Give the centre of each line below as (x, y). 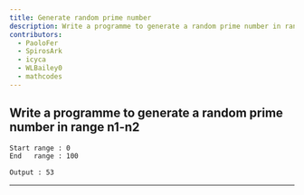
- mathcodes (40, 77)
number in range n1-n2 (75, 127)
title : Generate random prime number (81, 18)
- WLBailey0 (40, 69)
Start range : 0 (40, 148)
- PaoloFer (38, 43)
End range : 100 (44, 156)
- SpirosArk (40, 51)
